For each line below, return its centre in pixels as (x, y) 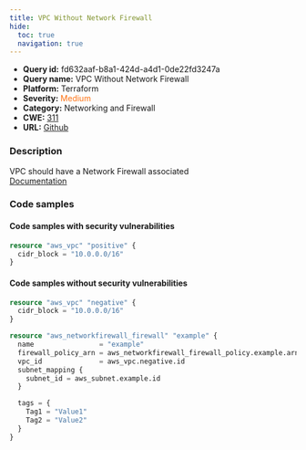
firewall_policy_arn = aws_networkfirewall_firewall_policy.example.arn (158, 352)
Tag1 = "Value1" (57, 412)
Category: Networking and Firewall (89, 108)
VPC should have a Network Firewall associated (99, 171)
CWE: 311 (41, 118)
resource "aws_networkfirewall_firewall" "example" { (114, 336)
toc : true (36, 35)
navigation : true (51, 43)
